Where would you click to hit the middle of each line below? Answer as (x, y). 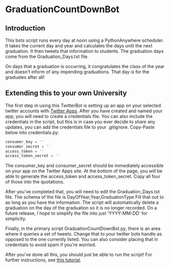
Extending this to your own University (66, 93)
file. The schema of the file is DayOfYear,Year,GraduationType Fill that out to (84, 197)
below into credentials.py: (32, 132)
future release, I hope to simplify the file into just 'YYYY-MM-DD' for (77, 213)
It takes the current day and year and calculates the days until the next (79, 46)
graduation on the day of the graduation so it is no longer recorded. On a (81, 208)
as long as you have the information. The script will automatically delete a (82, 202)
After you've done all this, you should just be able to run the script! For (79, 255)
